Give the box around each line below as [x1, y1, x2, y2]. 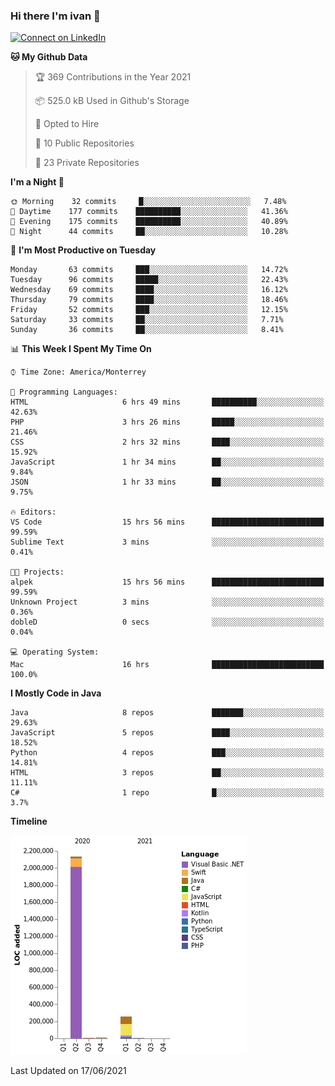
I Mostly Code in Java [10, 687, 102, 699]
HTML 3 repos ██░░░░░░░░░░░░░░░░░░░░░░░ [10, 768, 325, 778]
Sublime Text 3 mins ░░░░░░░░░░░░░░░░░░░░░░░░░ [10, 537, 325, 548]
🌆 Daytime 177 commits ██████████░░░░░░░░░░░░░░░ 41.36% [10, 207, 288, 217]
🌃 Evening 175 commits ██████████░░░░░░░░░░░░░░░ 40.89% [10, 217, 288, 227]
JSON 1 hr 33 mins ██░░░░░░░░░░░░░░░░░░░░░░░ [10, 477, 325, 488]
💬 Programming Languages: [10, 387, 118, 398]
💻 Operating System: [10, 647, 100, 658]
